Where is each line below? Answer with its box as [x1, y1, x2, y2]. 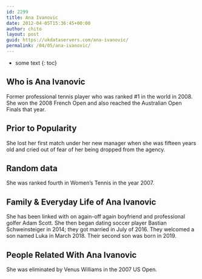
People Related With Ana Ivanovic [6, 249, 137, 260]
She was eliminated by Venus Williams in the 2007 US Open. [6, 266, 158, 273]
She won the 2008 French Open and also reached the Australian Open [6, 99, 182, 107]
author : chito [6, 25, 42, 32]
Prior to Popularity [6, 123, 77, 134]
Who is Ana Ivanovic [6, 77, 86, 87]
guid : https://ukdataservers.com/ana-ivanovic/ [6, 37, 129, 43]
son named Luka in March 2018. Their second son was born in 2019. [6, 232, 177, 240]
